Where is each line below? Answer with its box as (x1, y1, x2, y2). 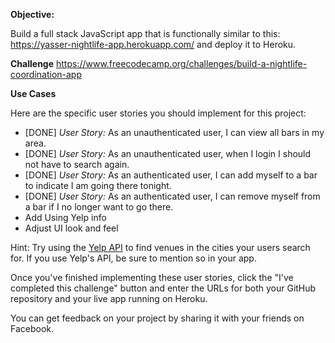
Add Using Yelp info (24, 212, 107, 223)
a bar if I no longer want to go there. (24, 201, 174, 213)
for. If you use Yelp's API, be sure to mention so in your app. (10, 252, 257, 264)
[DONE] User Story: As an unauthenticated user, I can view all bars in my (24, 127, 325, 138)
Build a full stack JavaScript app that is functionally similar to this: (10, 28, 281, 39)
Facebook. (10, 323, 55, 334)
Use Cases (10, 88, 57, 99)
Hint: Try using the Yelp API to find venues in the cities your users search (10, 242, 311, 253)
